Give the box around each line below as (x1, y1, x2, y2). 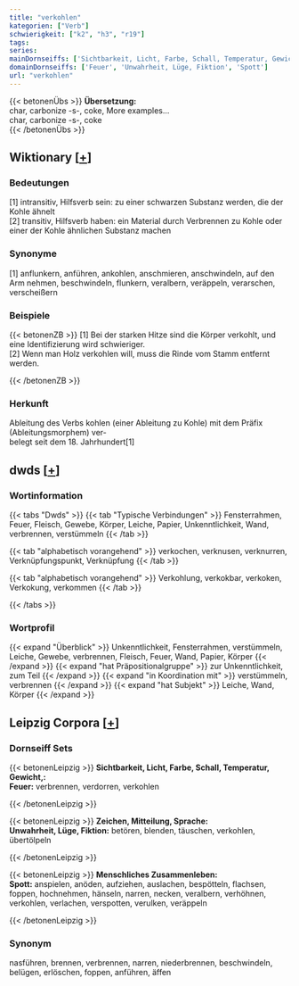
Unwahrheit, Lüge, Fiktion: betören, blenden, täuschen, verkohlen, (9, 825, 255, 835)
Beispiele (9, 309, 51, 321)
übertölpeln (9, 835, 52, 845)
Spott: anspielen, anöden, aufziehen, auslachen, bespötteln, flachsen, (9, 879, 267, 889)
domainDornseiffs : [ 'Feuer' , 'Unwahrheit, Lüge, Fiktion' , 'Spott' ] (9, 63, 269, 72)
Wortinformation (9, 489, 83, 501)
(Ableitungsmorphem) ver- (9, 427, 107, 438)
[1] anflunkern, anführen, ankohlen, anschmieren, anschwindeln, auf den (9, 268, 275, 278)
